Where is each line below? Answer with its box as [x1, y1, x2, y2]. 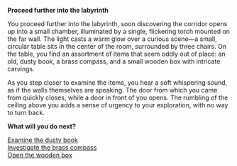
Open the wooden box [7, 151, 72, 159]
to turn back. [7, 109, 45, 117]
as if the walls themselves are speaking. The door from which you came [7, 86, 218, 94]
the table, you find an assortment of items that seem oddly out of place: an [7, 49, 226, 58]
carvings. [7, 65, 35, 73]
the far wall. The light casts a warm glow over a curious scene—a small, [7, 35, 218, 43]
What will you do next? [7, 122, 76, 130]
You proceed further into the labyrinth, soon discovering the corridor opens [7, 20, 228, 28]
